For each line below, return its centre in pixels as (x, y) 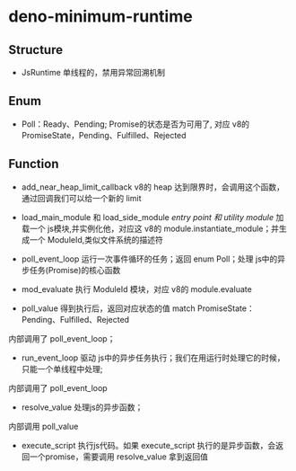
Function (34, 164)
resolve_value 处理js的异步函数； (82, 407)
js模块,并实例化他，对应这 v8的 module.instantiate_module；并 (163, 228)
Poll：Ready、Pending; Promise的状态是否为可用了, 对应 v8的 (135, 124)
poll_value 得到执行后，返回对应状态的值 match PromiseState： (138, 308)
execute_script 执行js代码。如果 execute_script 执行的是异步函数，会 (148, 445)
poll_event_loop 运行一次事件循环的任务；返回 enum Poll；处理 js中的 (149, 259)
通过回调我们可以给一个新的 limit (81, 198)
